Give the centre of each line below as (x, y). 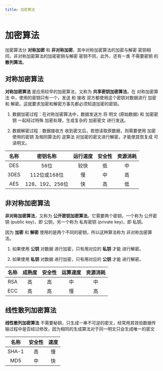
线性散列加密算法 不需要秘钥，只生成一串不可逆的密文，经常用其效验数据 (78, 323)
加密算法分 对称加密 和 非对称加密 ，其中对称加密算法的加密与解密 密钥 (76, 50)
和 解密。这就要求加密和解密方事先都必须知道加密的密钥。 (63, 104)
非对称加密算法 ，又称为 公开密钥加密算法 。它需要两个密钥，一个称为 (74, 216)
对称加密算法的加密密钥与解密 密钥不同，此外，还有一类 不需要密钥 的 (88, 56)
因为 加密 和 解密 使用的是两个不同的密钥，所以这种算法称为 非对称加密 (76, 232)
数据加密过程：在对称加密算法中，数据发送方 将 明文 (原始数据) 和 (78, 114)
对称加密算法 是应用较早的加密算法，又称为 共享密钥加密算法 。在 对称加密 (80, 92)
